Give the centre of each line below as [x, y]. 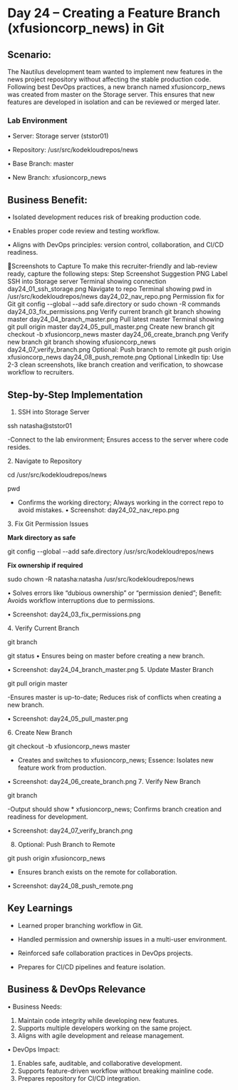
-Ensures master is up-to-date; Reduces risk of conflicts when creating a [115, 697]
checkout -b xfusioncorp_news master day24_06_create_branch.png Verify [118, 335]
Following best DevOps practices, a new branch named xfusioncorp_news [117, 87]
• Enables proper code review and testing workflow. [84, 231]
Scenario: [30, 55]
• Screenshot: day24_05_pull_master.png [68, 718]
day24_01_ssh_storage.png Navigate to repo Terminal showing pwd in [110, 289]
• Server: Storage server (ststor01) [58, 136]
